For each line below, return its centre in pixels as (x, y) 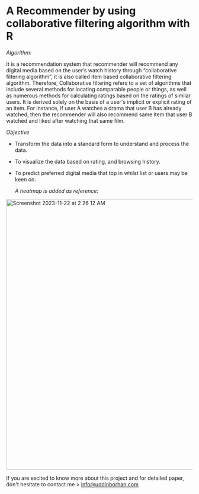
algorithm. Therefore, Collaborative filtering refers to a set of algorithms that (99, 83)
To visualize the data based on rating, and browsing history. (88, 161)
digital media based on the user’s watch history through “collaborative (92, 70)
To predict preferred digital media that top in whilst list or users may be (101, 173)
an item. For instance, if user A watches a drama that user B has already (94, 108)
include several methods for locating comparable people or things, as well (97, 89)
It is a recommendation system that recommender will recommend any (92, 64)
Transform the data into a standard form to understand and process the (102, 144)
